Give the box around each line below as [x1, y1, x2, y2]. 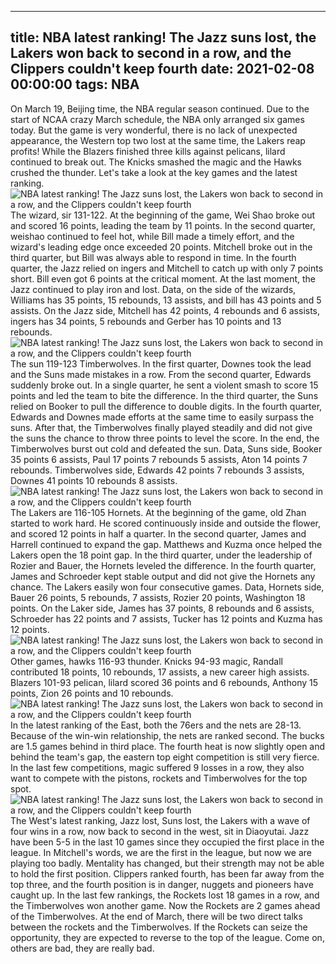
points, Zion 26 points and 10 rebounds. [10, 687, 174, 699]
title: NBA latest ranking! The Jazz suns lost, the [10, 29, 317, 46]
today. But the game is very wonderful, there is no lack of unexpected [10, 124, 298, 136]
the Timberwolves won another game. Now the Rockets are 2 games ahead [10, 899, 321, 911]
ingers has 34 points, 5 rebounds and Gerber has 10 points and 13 [10, 315, 282, 327]
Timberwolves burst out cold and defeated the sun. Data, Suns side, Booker [10, 442, 323, 455]
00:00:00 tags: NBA [10, 76, 140, 93]
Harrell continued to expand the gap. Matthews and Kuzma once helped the [10, 538, 323, 550]
